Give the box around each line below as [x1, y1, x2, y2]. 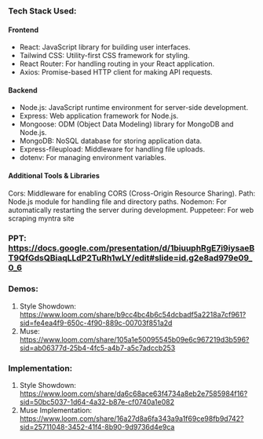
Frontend [8, 25, 39, 35]
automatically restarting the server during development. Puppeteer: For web [8, 205, 254, 214]
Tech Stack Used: [8, 5, 77, 16]
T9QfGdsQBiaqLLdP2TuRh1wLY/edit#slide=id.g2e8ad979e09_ [8, 253, 253, 264]
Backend [8, 85, 38, 95]
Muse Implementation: [19, 406, 93, 415]
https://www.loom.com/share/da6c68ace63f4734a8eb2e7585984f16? [19, 389, 248, 398]
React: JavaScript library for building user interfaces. [19, 42, 191, 52]
